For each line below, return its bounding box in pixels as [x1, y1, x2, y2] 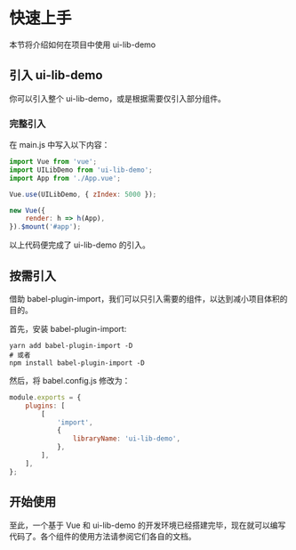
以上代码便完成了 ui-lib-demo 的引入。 [9, 239, 151, 250]
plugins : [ [25, 401, 66, 410]
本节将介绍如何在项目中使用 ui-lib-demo [9, 39, 156, 50]
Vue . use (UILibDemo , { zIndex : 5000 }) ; [9, 190, 157, 198]
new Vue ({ [9, 206, 46, 214]
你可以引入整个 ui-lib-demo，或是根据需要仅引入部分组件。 [9, 93, 227, 103]
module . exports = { [9, 392, 82, 401]
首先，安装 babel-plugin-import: [9, 323, 127, 334]
